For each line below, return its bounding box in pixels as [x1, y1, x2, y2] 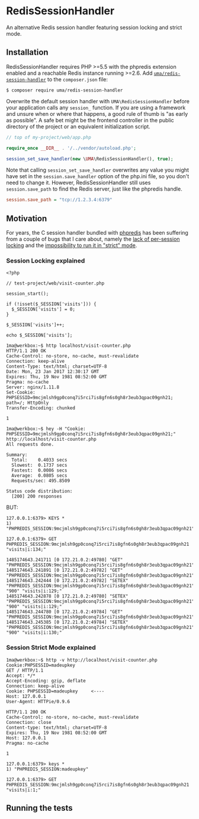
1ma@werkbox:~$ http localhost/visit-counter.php [6, 343, 131, 349]
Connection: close [6, 719, 52, 725]
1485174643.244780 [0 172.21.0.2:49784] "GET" [6, 609, 123, 615]
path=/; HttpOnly [6, 400, 49, 406]
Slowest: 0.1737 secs [11, 462, 68, 469]
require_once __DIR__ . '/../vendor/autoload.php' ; [6, 145, 136, 151]
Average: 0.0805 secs [11, 473, 68, 479]
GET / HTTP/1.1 [6, 667, 44, 673]
